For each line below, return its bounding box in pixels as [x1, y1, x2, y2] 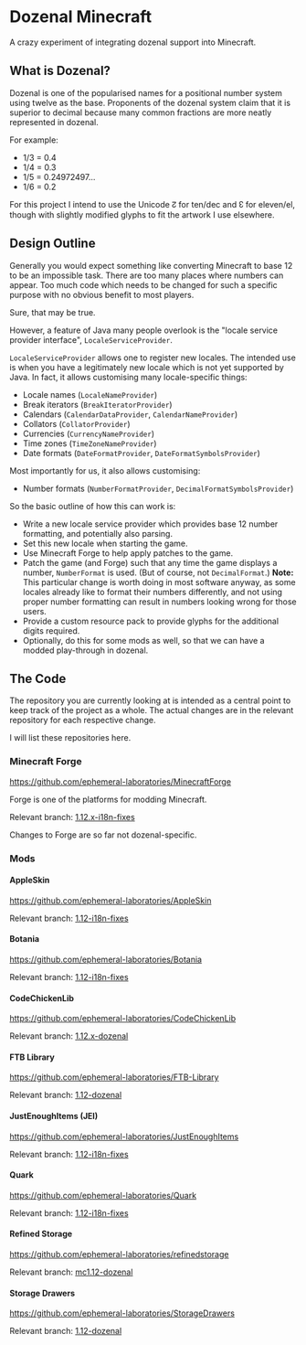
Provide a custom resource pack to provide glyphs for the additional [22, 615, 280, 626]
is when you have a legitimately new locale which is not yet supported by [9, 361, 285, 372]
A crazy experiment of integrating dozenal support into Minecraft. [9, 37, 257, 48]
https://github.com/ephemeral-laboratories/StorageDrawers [9, 1308, 236, 1318]
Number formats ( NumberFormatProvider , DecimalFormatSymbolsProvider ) [22, 483, 294, 494]
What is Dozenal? [9, 63, 111, 79]
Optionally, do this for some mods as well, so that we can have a [22, 635, 265, 646]
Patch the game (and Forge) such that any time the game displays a [22, 557, 278, 568]
